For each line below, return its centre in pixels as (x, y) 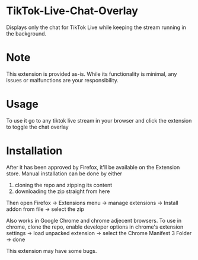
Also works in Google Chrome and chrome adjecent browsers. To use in (94, 220)
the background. (26, 33)
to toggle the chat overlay (38, 127)
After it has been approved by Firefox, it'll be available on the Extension (93, 167)
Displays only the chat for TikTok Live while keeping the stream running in (96, 27)
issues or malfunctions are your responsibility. (62, 80)
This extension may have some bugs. (52, 251)
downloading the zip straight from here (62, 191)
